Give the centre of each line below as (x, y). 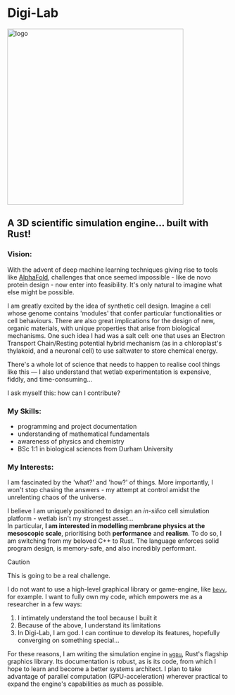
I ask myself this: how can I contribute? (64, 393)
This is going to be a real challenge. (59, 576)
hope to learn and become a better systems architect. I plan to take (104, 669)
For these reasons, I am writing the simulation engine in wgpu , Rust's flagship (118, 654)
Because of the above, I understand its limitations (89, 625)
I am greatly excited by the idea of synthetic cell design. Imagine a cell (109, 306)
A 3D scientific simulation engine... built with (108, 223)
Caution (19, 562)
